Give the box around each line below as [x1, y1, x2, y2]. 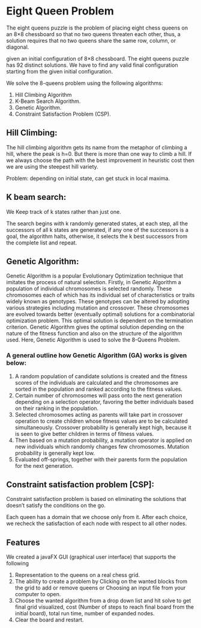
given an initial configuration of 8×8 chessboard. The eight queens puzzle [6, 55, 189, 62]
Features [6, 537, 40, 547]
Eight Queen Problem [6, 4, 114, 18]
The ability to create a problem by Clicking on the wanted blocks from [14, 578, 188, 585]
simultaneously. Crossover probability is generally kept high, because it [14, 423, 192, 431]
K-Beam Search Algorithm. [14, 98, 81, 105]
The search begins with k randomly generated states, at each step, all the [6, 220, 188, 227]
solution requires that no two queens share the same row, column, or [6, 37, 176, 44]
